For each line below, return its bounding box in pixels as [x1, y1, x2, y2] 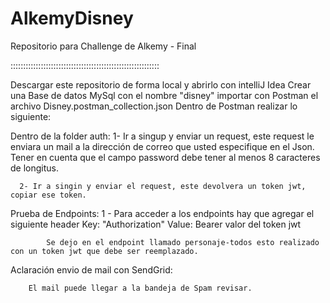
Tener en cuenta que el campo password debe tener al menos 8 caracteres [10, 151, 321, 163]
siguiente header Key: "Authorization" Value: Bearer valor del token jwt [10, 218, 302, 230]
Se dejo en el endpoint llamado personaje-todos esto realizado [46, 237, 320, 247]
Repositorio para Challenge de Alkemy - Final [10, 40, 197, 52]
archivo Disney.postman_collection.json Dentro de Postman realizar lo [10, 100, 298, 112]
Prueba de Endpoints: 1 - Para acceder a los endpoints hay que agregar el [10, 207, 315, 219]
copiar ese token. [10, 190, 87, 200]
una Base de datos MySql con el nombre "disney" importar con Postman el [10, 89, 319, 101]
